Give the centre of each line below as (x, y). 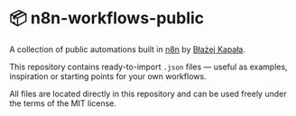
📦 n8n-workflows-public (107, 18)
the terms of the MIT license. (63, 103)
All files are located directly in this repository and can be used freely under (148, 94)
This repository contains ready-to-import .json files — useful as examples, (148, 67)
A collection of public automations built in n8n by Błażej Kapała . (128, 49)
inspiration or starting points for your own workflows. (108, 76)
